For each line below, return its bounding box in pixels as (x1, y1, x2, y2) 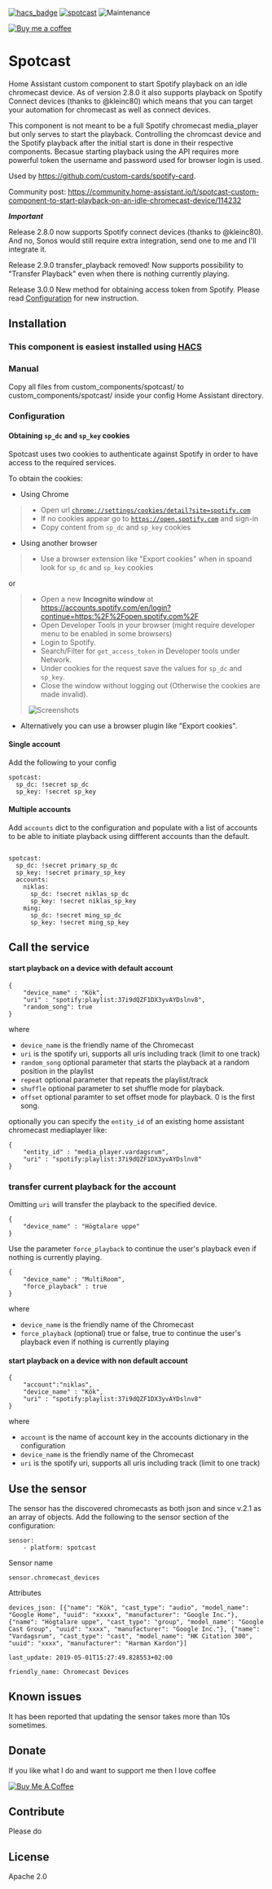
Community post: (8, 187, 67, 196)
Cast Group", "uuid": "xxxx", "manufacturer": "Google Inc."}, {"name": (8, 1625, 261, 1633)
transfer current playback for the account (8, 1181, 177, 1193)
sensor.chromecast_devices (8, 1573, 100, 1582)
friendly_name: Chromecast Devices (8, 1667, 129, 1676)
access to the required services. (8, 457, 116, 468)
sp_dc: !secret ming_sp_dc (29, 912, 122, 920)
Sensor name (8, 1557, 53, 1567)
